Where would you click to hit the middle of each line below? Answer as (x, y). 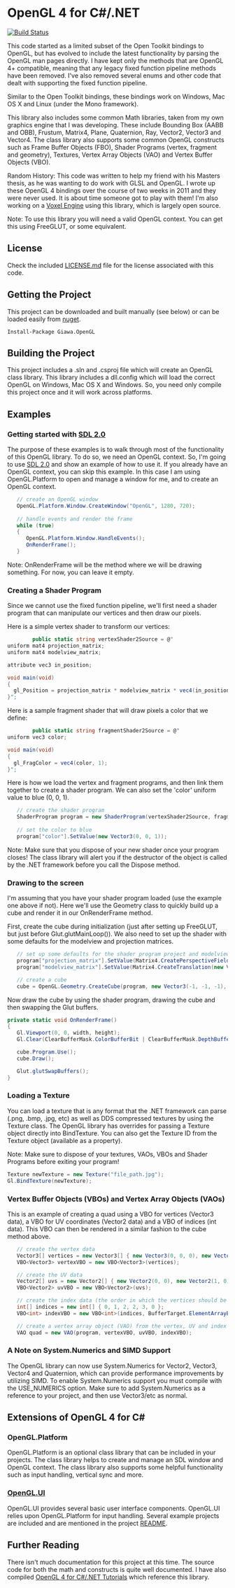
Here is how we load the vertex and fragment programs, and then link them (115, 783)
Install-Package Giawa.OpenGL (51, 332)
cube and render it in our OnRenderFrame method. (80, 913)
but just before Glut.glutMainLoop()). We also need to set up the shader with (117, 934)
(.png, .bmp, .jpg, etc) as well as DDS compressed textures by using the (111, 1118)
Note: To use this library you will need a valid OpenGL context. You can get (115, 219)
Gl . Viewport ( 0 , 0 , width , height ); (68, 1033)
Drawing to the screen (45, 883)
